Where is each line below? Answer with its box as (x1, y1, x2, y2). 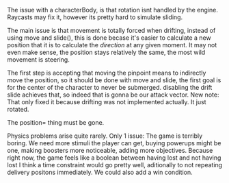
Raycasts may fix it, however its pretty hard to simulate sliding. (7, 13, 183, 21)
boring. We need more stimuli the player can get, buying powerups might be (7, 139, 221, 147)
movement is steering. (7, 56, 70, 64)
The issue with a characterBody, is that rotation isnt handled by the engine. (7, 6, 219, 14)
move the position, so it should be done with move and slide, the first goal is (7, 76, 221, 84)
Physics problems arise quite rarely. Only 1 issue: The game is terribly (7, 132, 203, 140)
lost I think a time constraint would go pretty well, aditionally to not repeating (7, 161, 223, 169)
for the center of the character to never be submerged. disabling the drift (7, 84, 213, 91)
